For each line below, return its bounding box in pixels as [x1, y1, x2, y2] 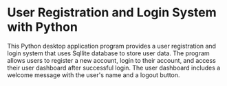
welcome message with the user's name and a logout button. [7, 70, 180, 79]
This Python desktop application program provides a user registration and [7, 42, 217, 50]
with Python [7, 19, 78, 35]
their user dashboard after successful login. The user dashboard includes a [7, 63, 221, 72]
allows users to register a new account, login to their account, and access [7, 56, 217, 64]
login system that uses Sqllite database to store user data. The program [7, 49, 210, 57]
